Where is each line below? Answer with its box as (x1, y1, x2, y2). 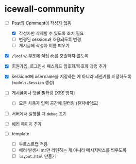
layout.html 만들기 (18, 153, 56, 159)
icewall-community (4, 3, 85, 15)
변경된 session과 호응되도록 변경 (18, 36, 81, 42)
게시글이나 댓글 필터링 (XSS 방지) (11, 90, 75, 96)
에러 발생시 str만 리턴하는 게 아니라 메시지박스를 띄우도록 (18, 147, 127, 153)
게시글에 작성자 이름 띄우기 (18, 43, 70, 49)
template (11, 131, 30, 136)
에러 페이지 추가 (11, 121, 42, 127)
